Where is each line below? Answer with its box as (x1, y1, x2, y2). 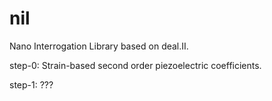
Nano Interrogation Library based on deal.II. (9, 40, 189, 52)
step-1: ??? (9, 78, 54, 91)
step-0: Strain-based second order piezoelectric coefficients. (9, 59, 262, 71)
